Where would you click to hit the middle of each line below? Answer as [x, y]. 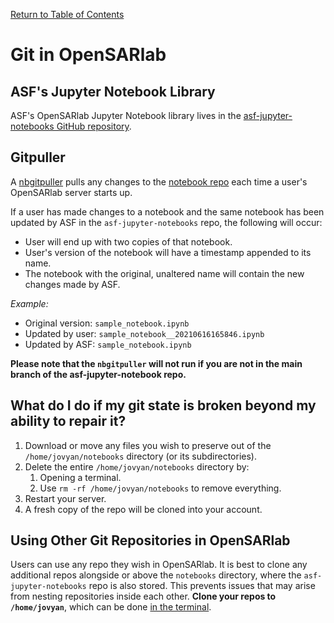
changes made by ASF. [72, 284]
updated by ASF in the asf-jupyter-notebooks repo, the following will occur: [166, 222]
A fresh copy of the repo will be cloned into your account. [143, 509]
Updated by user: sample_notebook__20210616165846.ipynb [144, 333]
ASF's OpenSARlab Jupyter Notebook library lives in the [126, 115]
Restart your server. [65, 498]
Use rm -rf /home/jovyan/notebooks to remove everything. [160, 488]
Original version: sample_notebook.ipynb [107, 323]
